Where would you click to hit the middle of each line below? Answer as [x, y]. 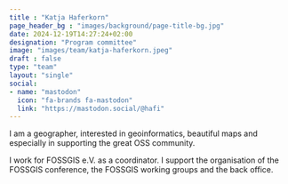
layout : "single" [41, 76]
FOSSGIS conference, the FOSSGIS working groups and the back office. [141, 170]
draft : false [36, 59]
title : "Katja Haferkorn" [59, 17]
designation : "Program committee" [73, 42]
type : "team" [33, 68]
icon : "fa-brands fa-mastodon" [75, 100]
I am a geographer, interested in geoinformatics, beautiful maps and [133, 133]
